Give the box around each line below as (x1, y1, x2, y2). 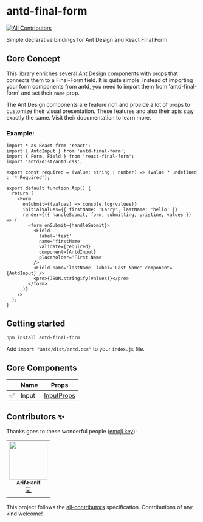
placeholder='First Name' (38, 254, 105, 260)
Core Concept (6, 53, 61, 64)
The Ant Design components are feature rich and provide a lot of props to (6, 101, 190, 108)
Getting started (6, 319, 66, 329)
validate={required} (38, 244, 91, 250)
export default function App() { (6, 185, 91, 192)
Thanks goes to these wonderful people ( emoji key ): (6, 428, 137, 435)
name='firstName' (38, 239, 83, 245)
